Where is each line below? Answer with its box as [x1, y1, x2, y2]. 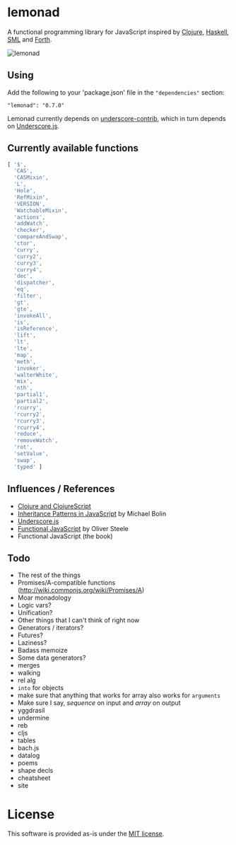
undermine [17, 713, 49, 722]
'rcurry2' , [13, 411, 46, 418]
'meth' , [13, 358, 37, 365]
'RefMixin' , [13, 194, 49, 201]
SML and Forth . [7, 35, 52, 43]
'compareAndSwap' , [13, 233, 69, 240]
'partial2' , [13, 397, 49, 405]
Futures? [17, 631, 44, 640]
